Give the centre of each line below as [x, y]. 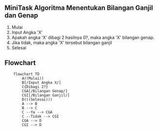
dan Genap [21, 16]
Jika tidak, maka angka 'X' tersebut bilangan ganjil [62, 43]
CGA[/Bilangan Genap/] [45, 91]
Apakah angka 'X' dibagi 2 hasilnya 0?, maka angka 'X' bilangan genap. [83, 37]
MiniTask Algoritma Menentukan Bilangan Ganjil [79, 8]
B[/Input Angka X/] [42, 82]
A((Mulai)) [33, 78]
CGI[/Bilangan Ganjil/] [46, 95]
